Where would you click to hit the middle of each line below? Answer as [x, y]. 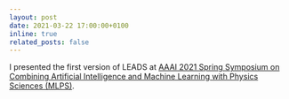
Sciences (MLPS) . [42, 86]
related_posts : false [49, 42]
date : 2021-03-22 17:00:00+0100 [69, 26]
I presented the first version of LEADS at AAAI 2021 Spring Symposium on [144, 67]
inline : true [33, 34]
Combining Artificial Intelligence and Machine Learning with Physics [134, 77]
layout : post [33, 17]
